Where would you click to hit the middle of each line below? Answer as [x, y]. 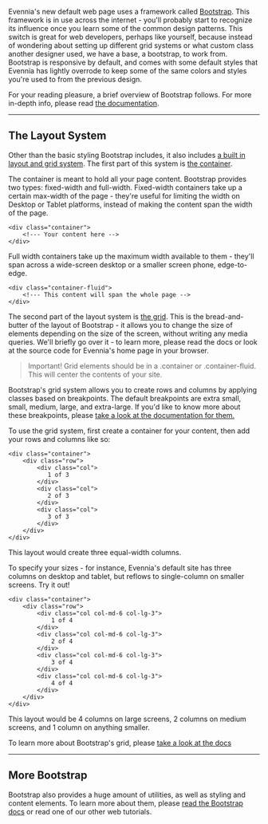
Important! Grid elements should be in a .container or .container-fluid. [142, 365]
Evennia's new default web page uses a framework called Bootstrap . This [129, 12]
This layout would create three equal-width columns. [95, 552]
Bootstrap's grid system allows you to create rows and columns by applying [133, 389]
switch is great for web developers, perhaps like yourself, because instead [130, 37]
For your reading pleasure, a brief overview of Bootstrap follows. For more [130, 95]
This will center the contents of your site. [95, 374]
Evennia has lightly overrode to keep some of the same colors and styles [128, 71]
